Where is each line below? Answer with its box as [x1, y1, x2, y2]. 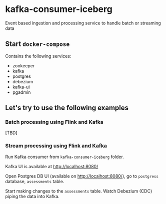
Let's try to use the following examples [5, 104, 129, 112]
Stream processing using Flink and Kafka [5, 142, 107, 149]
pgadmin [12, 89, 31, 95]
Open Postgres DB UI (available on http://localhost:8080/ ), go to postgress [5, 173, 159, 179]
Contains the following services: [5, 53, 71, 59]
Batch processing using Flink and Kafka [5, 119, 103, 126]
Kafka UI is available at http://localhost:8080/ [5, 163, 98, 169]
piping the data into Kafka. [5, 193, 60, 199]
